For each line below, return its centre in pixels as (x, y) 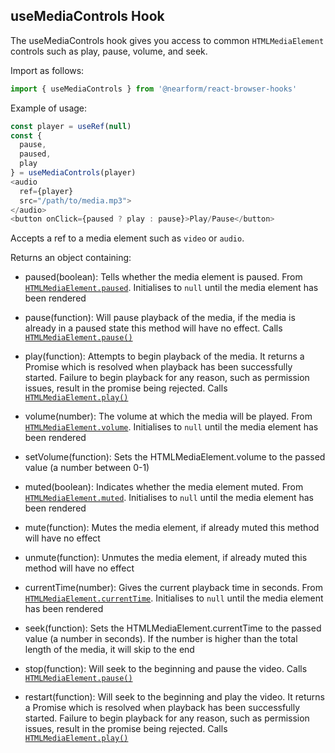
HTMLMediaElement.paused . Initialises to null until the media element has (171, 288)
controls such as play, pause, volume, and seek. (109, 51)
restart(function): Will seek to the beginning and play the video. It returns (175, 697)
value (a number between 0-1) (87, 468)
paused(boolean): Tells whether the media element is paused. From (163, 277)
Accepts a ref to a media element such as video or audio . (127, 238)
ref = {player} (46, 191)
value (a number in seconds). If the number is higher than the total (161, 639)
